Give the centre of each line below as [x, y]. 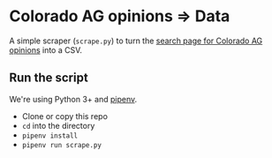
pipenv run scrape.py [61, 145]
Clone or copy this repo [65, 116]
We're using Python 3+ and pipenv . [73, 99]
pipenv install [50, 135]
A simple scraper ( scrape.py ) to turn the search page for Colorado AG [136, 41]
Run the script [49, 78]
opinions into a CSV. [45, 49]
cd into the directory [58, 125]
